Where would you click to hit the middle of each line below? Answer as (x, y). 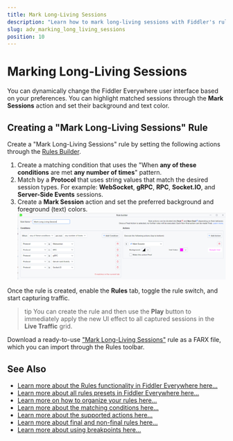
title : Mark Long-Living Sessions (57, 15)
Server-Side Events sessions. (60, 194)
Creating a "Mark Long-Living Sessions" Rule (107, 127)
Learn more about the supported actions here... (85, 415)
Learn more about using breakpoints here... (79, 430)
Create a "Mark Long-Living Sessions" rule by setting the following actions (114, 144)
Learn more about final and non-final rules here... (87, 422)
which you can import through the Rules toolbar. (76, 347)
